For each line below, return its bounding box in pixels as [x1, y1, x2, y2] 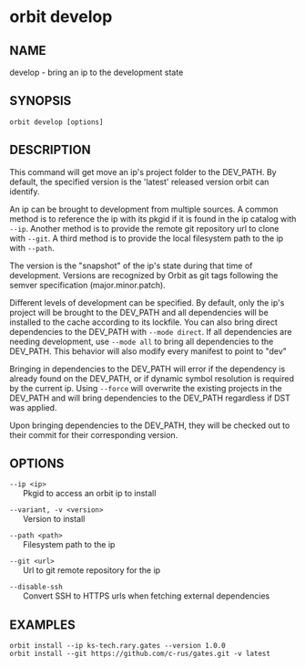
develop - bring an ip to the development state [9, 67, 184, 78]
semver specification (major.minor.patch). [9, 279, 166, 290]
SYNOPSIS [9, 93, 72, 109]
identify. [9, 185, 40, 197]
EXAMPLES [9, 617, 76, 632]
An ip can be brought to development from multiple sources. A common [9, 203, 279, 214]
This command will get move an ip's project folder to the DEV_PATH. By [9, 166, 277, 177]
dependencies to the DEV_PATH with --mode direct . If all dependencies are [9, 326, 292, 337]
